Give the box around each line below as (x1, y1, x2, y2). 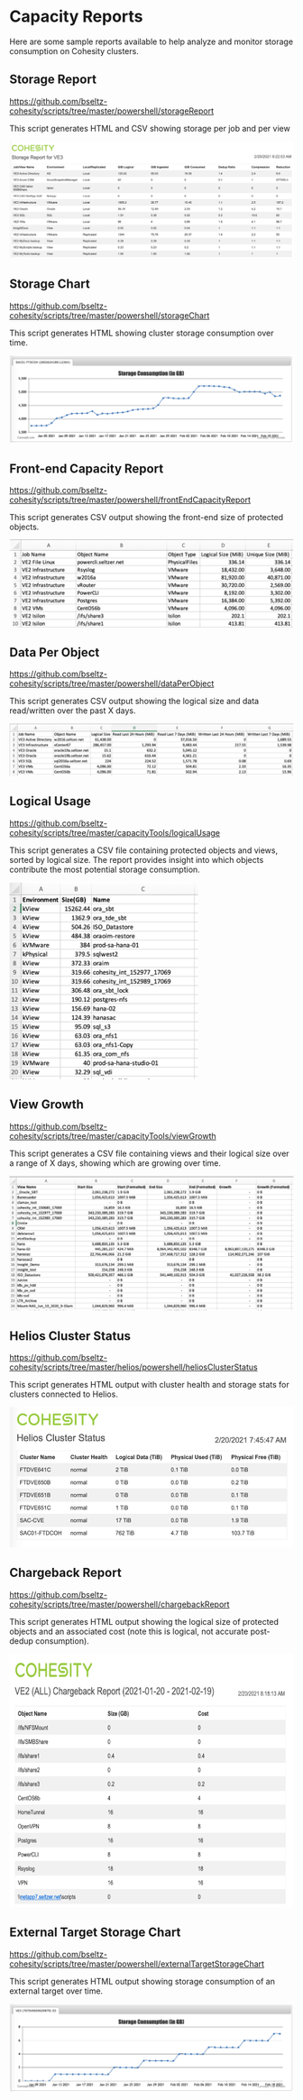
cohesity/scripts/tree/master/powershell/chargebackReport (9, 1599, 230, 1609)
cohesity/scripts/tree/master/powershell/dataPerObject (9, 678, 215, 689)
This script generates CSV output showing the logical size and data (9, 696, 260, 707)
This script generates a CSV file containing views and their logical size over (9, 1148, 290, 1159)
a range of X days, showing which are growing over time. (9, 1157, 222, 1169)
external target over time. (9, 1985, 104, 1996)
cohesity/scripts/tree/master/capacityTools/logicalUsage (9, 827, 221, 838)
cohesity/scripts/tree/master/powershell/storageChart (9, 309, 210, 321)
